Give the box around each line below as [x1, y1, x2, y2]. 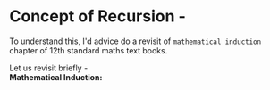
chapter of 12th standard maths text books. [9, 45, 168, 55]
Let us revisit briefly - [9, 62, 89, 73]
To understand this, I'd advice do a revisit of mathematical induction [9, 36, 262, 46]
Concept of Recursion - [9, 6, 186, 27]
